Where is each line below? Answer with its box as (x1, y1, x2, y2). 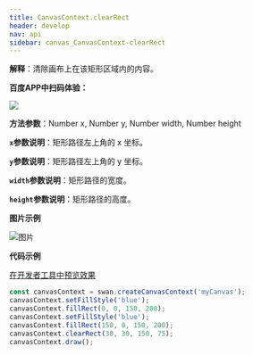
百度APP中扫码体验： (9, 82, 89, 94)
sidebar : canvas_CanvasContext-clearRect (9, 37, 166, 47)
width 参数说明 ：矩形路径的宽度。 (9, 175, 131, 186)
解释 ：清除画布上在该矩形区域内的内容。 (9, 63, 158, 74)
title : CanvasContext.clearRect (9, 12, 130, 22)
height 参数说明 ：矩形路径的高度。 (9, 194, 136, 205)
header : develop (9, 21, 70, 30)
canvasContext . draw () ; (9, 337, 94, 346)
